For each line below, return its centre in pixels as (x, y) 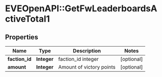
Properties (22, 37)
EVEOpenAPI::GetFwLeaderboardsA (81, 9)
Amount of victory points (87, 67)
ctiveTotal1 (28, 19)
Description (87, 51)
